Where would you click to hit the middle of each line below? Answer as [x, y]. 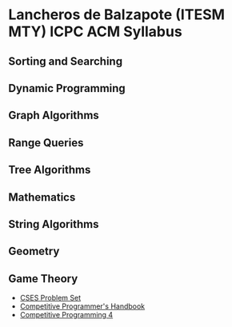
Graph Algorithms [54, 116]
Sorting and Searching [65, 61]
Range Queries [46, 143]
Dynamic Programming [67, 88]
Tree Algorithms [50, 170]
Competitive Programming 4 [66, 315]
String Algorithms [54, 224]
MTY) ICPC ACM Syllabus [95, 32]
